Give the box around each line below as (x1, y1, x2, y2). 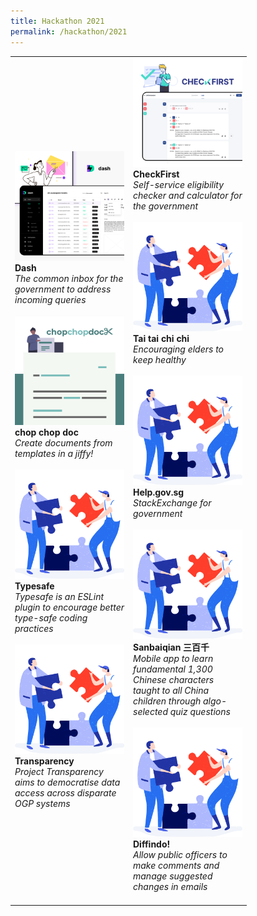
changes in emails (133, 881, 208, 893)
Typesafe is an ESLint (14, 591, 105, 603)
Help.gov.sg (133, 486, 185, 499)
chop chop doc (14, 426, 79, 439)
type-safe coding (14, 612, 88, 624)
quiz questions (169, 706, 231, 718)
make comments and (133, 860, 220, 872)
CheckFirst (133, 168, 180, 180)
